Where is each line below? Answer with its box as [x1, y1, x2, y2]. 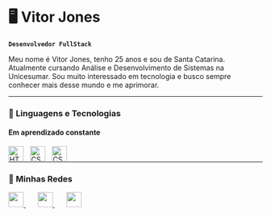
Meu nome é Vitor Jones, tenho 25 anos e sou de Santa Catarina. [8, 54, 226, 64]
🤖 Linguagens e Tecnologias [8, 107, 121, 119]
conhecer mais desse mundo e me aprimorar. [8, 80, 160, 90]
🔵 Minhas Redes [8, 173, 73, 184]
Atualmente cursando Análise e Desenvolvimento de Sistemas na [8, 63, 224, 73]
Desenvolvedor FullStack [8, 40, 92, 48]
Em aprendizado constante [8, 127, 101, 137]
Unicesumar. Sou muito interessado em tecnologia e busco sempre [8, 71, 231, 81]
